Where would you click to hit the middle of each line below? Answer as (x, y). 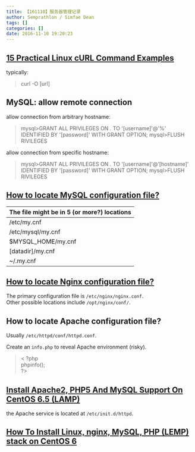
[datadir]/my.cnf (32, 251)
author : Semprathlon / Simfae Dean (50, 17)
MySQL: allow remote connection (69, 103)
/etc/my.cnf (25, 222)
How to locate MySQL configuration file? (83, 195)
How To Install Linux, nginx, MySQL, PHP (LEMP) (97, 432)
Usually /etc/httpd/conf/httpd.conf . (51, 335)
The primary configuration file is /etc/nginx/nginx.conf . (75, 296)
